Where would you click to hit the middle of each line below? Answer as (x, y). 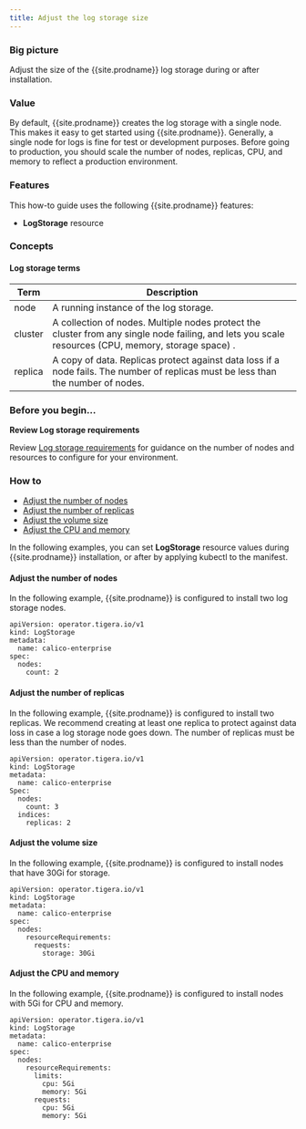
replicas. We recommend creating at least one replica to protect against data (153, 722)
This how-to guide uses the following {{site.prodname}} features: (132, 205)
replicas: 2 (48, 823)
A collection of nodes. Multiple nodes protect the (157, 322)
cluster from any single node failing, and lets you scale (168, 334)
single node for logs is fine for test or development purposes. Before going (149, 142)
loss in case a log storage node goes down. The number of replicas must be (152, 732)
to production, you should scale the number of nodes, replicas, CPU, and (146, 152)
